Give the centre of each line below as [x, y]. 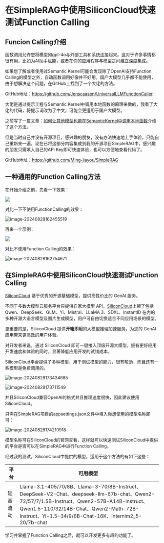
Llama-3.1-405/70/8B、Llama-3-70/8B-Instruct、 [80, 487]
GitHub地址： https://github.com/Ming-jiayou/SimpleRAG [62, 160]
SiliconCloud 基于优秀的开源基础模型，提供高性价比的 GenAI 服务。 [73, 296]
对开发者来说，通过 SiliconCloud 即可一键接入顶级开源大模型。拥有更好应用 [81, 345]
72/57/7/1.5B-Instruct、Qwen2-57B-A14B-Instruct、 [83, 501]
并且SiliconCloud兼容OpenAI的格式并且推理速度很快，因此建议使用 [72, 397]
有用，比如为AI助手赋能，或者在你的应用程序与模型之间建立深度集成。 [80, 61]
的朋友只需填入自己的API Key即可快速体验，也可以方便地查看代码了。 [75, 149]
